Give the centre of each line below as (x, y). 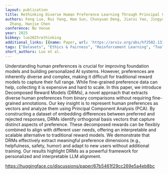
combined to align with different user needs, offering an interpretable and (81, 129)
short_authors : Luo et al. (33, 51)
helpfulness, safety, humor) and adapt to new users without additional (77, 145)
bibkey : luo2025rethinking (33, 38)
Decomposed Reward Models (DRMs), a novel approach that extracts (76, 92)
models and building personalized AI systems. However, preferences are (80, 71)
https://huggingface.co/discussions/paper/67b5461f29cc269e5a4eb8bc (80, 166)
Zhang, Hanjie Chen (30, 24)
